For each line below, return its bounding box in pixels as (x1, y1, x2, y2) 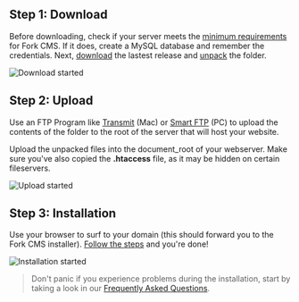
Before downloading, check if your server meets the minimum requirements (9, 30, 287, 41)
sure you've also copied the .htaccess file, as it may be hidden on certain (9, 153, 280, 164)
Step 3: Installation (9, 206, 117, 222)
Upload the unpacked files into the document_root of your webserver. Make (9, 143, 288, 155)
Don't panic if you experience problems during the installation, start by (30, 273, 291, 284)
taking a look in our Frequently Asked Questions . (30, 283, 211, 294)
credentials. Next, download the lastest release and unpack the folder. (9, 49, 267, 61)
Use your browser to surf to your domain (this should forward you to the (9, 230, 274, 240)
